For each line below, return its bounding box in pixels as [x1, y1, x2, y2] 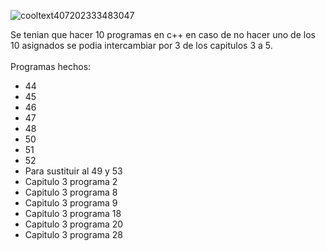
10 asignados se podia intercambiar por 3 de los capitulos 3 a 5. [10, 40, 273, 51]
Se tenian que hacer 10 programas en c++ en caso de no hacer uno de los [10, 29, 316, 40]
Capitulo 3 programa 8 [24, 186, 118, 198]
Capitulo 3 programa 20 [24, 218, 124, 230]
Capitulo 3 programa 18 [24, 208, 122, 219]
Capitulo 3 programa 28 [24, 229, 123, 240]
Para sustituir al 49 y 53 [24, 165, 123, 177]
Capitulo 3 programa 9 [24, 197, 118, 209]
